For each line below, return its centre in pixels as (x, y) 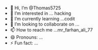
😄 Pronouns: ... (27, 37)
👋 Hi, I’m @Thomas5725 (35, 8)
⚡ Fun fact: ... (24, 43)
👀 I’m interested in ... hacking (41, 13)
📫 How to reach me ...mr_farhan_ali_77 (51, 30)
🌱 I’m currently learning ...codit (42, 19)
